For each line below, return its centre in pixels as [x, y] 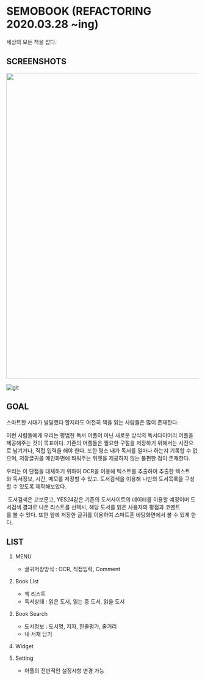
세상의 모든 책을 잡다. [31, 42]
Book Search [31, 614]
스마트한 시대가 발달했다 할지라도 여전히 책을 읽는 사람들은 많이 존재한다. [92, 422]
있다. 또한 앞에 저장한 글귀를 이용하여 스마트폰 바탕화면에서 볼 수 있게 [108, 514]
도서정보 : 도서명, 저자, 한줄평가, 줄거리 [70, 626]
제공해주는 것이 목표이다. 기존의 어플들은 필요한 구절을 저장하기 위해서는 [92, 443]
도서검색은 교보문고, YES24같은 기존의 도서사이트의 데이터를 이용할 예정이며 [99, 499]
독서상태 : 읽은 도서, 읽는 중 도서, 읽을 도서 [74, 602]
